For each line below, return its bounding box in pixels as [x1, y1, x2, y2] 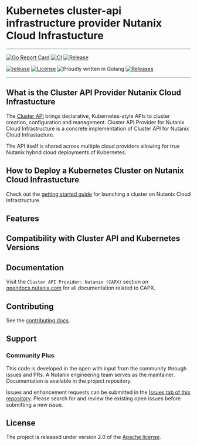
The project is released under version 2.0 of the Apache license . [6, 434, 161, 441]
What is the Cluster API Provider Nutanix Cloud [6, 88, 182, 98]
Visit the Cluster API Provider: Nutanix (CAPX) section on [6, 278, 148, 285]
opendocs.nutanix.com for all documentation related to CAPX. [6, 284, 156, 291]
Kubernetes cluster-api [6, 4, 122, 18]
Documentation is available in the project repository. [6, 377, 132, 384]
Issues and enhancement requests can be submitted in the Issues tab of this [6, 389, 191, 396]
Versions [6, 243, 40, 253]
